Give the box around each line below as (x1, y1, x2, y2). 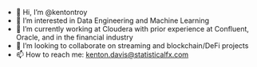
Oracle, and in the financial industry (15, 32, 133, 42)
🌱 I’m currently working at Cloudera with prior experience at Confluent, (15, 24, 250, 33)
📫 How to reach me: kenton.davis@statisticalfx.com (15, 50, 189, 59)
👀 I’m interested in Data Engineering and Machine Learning (15, 16, 210, 25)
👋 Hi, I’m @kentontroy (15, 8, 88, 17)
